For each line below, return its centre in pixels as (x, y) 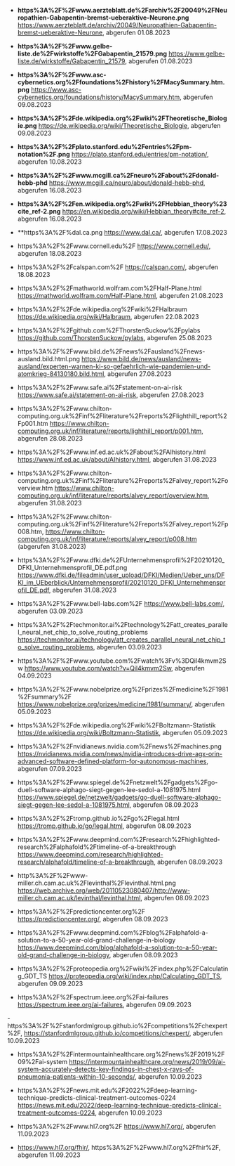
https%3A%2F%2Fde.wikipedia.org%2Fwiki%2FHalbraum (102, 309)
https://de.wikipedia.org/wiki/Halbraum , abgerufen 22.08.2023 (108, 317)
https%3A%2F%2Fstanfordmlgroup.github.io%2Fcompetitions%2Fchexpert (117, 1026)
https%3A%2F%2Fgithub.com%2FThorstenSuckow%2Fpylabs (109, 330)
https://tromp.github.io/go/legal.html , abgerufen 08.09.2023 (104, 826)
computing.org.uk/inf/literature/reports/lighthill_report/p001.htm (109, 431)
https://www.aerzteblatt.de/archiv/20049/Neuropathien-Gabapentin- (117, 25)
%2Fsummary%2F (45, 697)
